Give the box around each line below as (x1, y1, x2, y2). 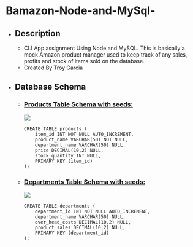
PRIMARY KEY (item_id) (35, 158, 93, 164)
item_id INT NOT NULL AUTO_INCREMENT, (35, 131, 134, 137)
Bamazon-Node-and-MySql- (6, 4, 156, 18)
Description (14, 28, 61, 39)
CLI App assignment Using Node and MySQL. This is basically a (23, 44, 185, 52)
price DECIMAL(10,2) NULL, (35, 147, 104, 154)
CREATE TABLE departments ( (23, 203, 96, 209)
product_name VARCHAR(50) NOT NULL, (35, 136, 129, 143)
